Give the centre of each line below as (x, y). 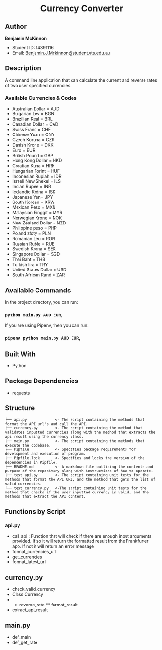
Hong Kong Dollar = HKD (37, 161)
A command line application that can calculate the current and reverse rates (81, 80)
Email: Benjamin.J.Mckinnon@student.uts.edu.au (61, 53)
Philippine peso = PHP (35, 228)
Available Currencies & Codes (41, 98)
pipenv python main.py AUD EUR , (43, 338)
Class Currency (28, 594)
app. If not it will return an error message (53, 546)
